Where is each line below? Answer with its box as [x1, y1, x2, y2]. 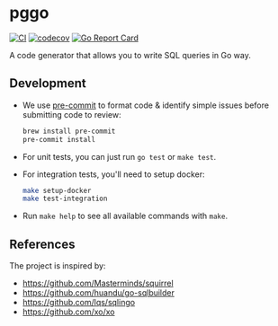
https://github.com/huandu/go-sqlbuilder [22, 287, 175, 298]
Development [9, 75, 87, 92]
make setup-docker [22, 186, 92, 195]
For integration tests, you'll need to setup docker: [22, 169, 205, 180]
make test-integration [22, 194, 108, 204]
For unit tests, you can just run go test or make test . [22, 151, 217, 162]
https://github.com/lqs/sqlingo [22, 297, 136, 308]
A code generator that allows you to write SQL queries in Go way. [9, 49, 252, 60]
